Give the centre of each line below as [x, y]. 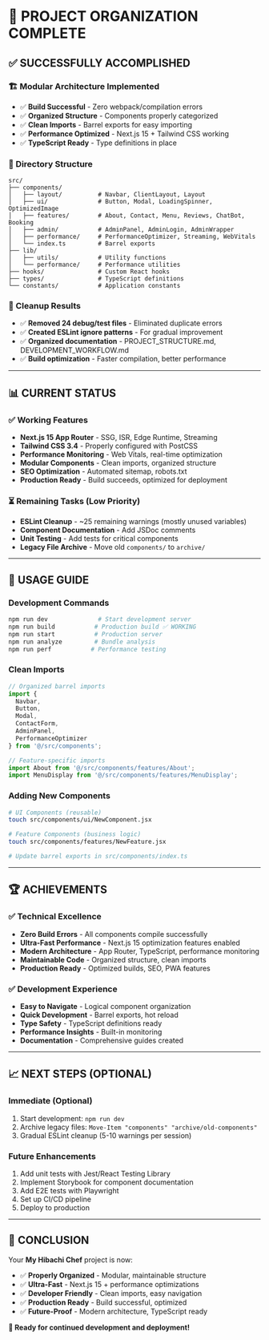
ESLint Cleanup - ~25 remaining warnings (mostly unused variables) [133, 522]
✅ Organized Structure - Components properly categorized [119, 115]
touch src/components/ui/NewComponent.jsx [80, 820]
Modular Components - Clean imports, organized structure [118, 463]
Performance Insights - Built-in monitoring [91, 1031]
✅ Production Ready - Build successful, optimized [103, 1302]
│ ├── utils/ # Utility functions [87, 258]
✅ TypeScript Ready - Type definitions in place [98, 143]
